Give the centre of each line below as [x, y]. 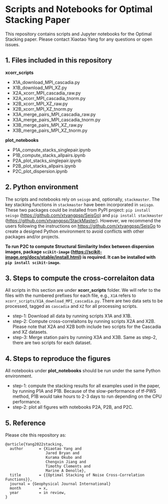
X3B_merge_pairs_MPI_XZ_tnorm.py [50, 130]
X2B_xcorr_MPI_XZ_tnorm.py [42, 109]
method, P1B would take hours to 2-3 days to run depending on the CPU [87, 396]
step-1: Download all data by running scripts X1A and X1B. [72, 316]
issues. [13, 44]
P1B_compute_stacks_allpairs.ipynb [49, 155]
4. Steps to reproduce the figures [58, 358]
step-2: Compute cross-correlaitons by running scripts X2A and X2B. [84, 321]
